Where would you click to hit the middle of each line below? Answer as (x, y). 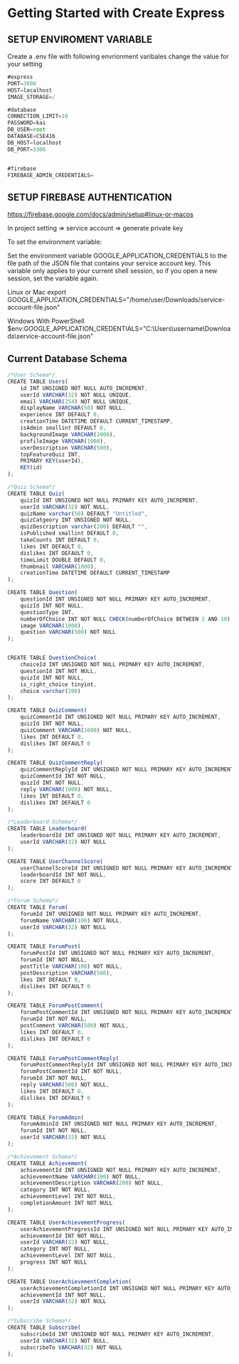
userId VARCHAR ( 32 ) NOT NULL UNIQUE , (76, 395)
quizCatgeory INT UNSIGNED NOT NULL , (76, 520)
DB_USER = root (27, 129)
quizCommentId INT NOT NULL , (63, 776)
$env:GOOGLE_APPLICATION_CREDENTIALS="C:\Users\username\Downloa (119, 329)
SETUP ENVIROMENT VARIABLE (80, 39)
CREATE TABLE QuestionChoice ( (52, 658)
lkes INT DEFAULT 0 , (51, 980)
